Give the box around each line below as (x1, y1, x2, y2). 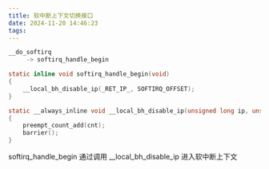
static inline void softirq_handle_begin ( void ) (8, 70, 171, 78)
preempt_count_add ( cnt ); (22, 121, 106, 130)
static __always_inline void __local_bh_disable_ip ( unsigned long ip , (8, 107, 249, 115)
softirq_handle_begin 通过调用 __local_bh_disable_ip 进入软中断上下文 (8, 152, 238, 161)
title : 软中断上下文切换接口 (8, 11, 94, 20)
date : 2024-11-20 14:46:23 (8, 19, 98, 27)
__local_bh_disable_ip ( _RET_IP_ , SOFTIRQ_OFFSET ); (22, 84, 195, 92)
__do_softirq (8, 49, 52, 57)
